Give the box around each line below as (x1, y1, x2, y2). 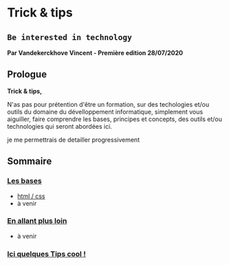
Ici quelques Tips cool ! (7, 249, 86, 259)
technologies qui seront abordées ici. (7, 122, 112, 130)
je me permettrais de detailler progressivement (7, 136, 140, 144)
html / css (17, 191, 46, 200)
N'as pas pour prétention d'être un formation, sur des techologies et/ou (7, 100, 210, 108)
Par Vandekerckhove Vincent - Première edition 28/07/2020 (7, 49, 184, 56)
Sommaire (7, 156, 52, 167)
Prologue (7, 69, 47, 81)
